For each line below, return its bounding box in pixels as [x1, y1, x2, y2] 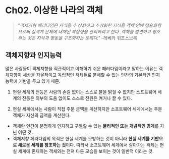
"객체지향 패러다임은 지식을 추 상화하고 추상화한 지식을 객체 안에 [17, 22, 144, 28]
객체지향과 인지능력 [5, 51, 62, 60]
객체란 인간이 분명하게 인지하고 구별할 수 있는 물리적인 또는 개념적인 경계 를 [12, 123, 159, 129]
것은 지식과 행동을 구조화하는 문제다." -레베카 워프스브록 [27, 35, 138, 41]
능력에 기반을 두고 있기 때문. [5, 78, 61, 84]
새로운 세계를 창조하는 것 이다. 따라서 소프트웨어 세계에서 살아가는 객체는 [17, 142, 159, 148]
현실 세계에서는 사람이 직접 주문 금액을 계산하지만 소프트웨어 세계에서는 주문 [12, 105, 162, 112]
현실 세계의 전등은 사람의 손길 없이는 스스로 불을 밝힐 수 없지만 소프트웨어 [12, 89, 157, 95]
